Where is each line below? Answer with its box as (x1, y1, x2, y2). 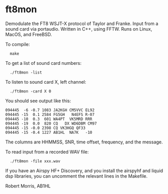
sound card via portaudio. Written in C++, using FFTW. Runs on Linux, (5, 26, 152, 32)
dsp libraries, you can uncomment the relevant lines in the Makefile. (5, 173, 148, 179)
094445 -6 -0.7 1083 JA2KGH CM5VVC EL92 (5, 107, 95, 113)
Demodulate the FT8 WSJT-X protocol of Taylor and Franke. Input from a (5, 20, 158, 27)
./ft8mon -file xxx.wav (10, 158, 60, 164)
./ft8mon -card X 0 (10, 88, 52, 94)
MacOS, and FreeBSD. (5, 31, 52, 37)
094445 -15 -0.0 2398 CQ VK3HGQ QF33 (5, 125, 86, 131)
